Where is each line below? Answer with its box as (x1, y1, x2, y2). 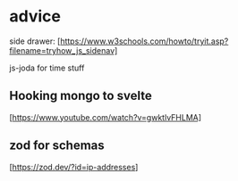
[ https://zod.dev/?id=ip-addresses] (9, 161, 139, 172)
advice (9, 6, 61, 27)
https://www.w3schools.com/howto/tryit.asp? (59, 36, 229, 46)
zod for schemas (9, 138, 105, 153)
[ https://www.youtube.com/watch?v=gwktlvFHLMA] (9, 111, 202, 122)
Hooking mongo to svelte (9, 88, 152, 103)
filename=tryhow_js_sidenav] (9, 45, 118, 55)
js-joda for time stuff (9, 62, 85, 73)
